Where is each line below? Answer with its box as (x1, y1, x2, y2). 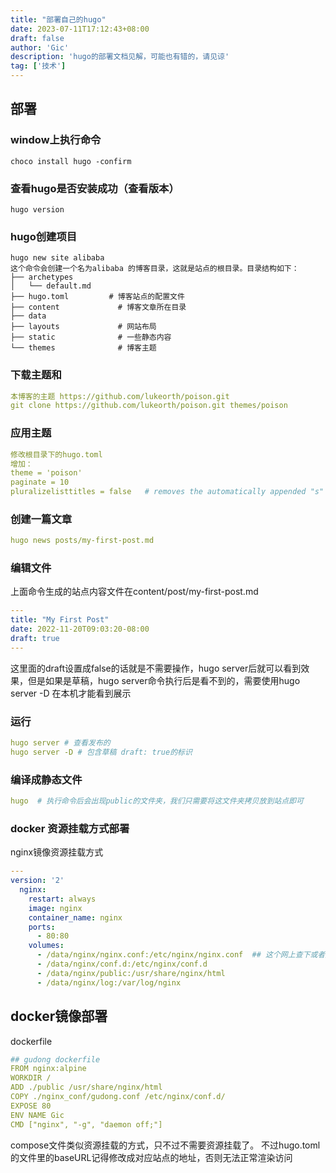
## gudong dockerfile (10, 1054, 101, 1065)
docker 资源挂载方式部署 (10, 821, 130, 835)
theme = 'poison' (10, 468, 83, 478)
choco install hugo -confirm (10, 156, 132, 166)
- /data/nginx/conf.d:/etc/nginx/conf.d (36, 959, 208, 970)
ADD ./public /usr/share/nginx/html (10, 1082, 163, 1093)
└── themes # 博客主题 (10, 343, 157, 353)
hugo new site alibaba (10, 253, 105, 263)
